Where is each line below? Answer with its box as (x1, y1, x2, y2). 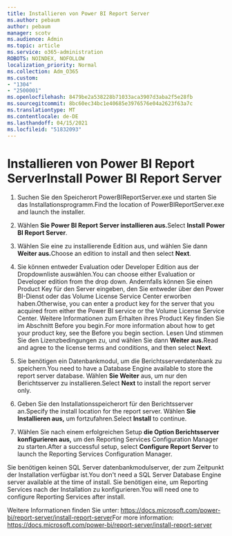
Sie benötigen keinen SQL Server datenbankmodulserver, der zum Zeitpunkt (7, 463, 224, 472)
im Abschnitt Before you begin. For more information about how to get (17, 322, 215, 330)
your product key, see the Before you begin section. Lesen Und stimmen (17, 329, 224, 338)
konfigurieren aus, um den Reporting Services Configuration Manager (17, 435, 219, 443)
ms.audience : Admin (7, 36, 64, 43)
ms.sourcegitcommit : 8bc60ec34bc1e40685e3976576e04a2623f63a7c (7, 100, 193, 107)
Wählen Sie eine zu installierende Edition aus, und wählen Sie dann (17, 242, 208, 250)
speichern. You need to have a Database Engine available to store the (17, 364, 213, 373)
